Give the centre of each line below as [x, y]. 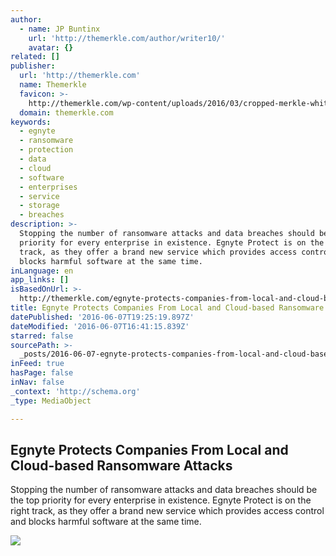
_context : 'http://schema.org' [75, 391]
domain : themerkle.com [66, 112]
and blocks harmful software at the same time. [106, 522]
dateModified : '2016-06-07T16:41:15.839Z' [100, 326]
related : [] [35, 57]
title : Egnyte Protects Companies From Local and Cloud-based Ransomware [167, 308]
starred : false [42, 336]
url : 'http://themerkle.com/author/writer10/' [127, 38]
